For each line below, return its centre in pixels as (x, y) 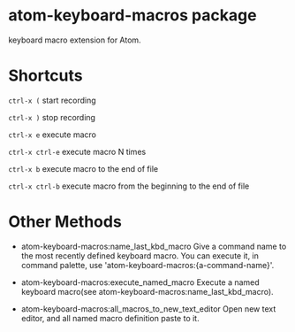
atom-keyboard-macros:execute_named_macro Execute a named (140, 282)
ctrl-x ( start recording (52, 100)
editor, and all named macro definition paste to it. (110, 318)
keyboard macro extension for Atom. (75, 40)
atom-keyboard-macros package (132, 15)
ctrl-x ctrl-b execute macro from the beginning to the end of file (129, 186)
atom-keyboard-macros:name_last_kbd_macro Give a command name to (154, 246)
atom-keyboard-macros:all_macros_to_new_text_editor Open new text (148, 309)
